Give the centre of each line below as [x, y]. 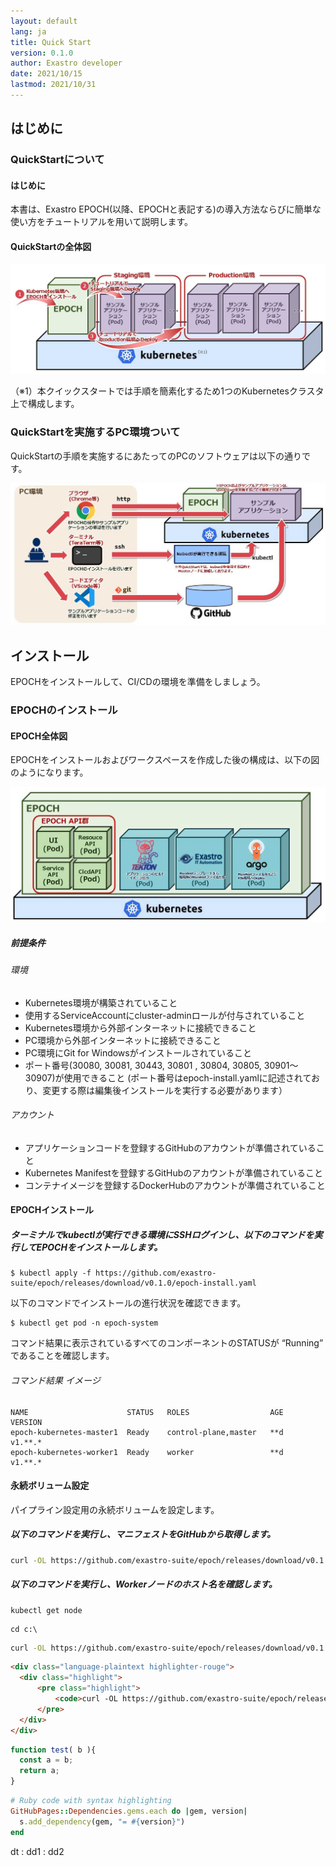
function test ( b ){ [53, 1750]
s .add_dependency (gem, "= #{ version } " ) [102, 1821]
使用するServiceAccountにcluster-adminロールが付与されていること [165, 1015]
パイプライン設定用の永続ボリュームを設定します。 [115, 1509]
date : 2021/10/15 [46, 74]
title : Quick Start [51, 42]
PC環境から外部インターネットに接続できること [123, 1040]
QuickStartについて [57, 160]
